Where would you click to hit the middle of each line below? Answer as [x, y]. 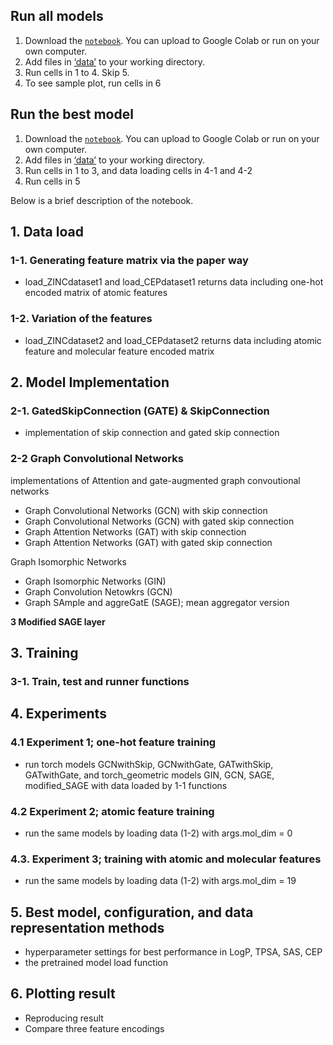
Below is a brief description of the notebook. [102, 200]
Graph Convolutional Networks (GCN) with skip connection [146, 510]
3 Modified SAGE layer [58, 621]
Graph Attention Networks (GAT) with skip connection [135, 531]
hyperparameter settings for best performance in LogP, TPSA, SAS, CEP [173, 952]
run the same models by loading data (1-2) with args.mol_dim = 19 [160, 881]
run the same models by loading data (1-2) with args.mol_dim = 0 [158, 833]
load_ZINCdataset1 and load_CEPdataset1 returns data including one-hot [174, 282]
